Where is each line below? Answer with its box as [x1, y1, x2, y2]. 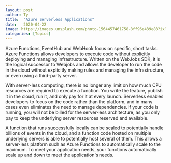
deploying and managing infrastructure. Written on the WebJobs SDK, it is [5, 56, 160, 62]
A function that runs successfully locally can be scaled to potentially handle [5, 125, 164, 131]
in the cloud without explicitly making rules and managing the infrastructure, [5, 67, 165, 73]
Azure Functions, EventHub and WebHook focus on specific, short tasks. [5, 45, 158, 51]
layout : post [5, 7, 33, 13]
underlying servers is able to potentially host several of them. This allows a [5, 136, 162, 142]
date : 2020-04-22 [5, 21, 47, 27]
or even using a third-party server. [5, 73, 77, 78]
